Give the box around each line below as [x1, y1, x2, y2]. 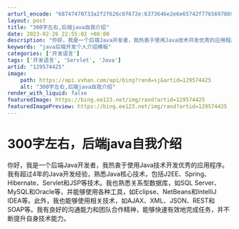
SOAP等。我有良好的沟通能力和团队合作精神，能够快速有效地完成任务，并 [7, 205, 224, 213]
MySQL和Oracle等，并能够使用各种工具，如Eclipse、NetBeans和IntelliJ [7, 187, 217, 196]
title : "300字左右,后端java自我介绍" [7, 23, 110, 31]
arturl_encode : [7, 10, 53, 18]
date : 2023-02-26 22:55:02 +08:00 [7, 30, 110, 38]
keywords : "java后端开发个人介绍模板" [7, 43, 112, 50]
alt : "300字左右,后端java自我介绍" [20, 83, 116, 90]
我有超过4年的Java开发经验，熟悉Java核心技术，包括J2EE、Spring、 [7, 169, 211, 178]
